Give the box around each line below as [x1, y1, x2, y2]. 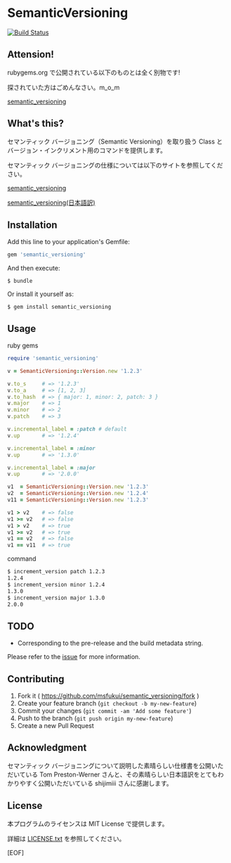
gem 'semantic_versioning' [7, 251, 86, 258]
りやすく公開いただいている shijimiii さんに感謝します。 [13, 779, 173, 787]
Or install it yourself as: [7, 290, 74, 298]
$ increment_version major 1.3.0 [7, 594, 105, 601]
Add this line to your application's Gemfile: [7, 238, 130, 246]
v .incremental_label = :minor [7, 445, 96, 452]
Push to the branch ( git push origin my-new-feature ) [17, 714, 173, 722]
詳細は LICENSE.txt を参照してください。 [7, 834, 126, 843]
